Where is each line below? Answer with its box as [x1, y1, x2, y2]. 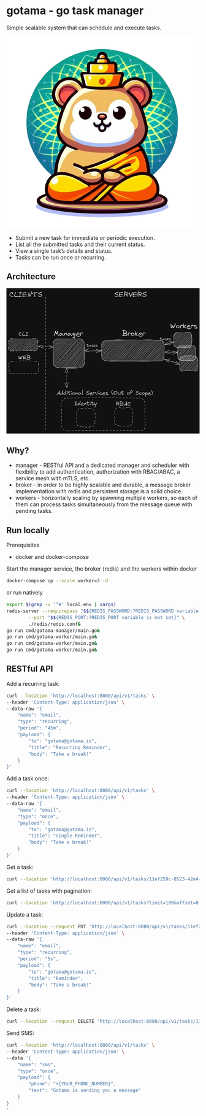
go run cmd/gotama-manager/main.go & [6, 627, 100, 634]
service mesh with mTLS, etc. [15, 475, 90, 482]
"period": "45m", [17, 725, 62, 731]
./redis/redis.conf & [28, 621, 81, 627]
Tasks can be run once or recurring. [15, 253, 106, 261]
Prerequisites [6, 541, 40, 549]
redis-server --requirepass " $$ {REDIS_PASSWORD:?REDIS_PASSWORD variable [6, 608, 199, 614]
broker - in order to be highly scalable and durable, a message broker [15, 481, 191, 488]
